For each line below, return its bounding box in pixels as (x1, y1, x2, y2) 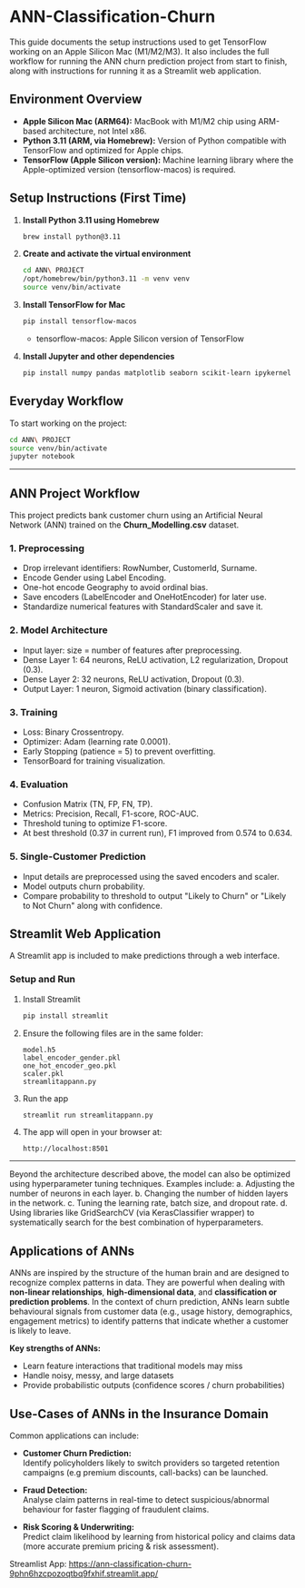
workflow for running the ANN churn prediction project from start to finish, (9, 55, 288, 66)
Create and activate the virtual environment (22, 248, 192, 260)
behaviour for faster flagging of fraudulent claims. (22, 1504, 210, 1515)
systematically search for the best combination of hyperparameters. (9, 1217, 264, 1228)
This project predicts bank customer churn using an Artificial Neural (9, 510, 263, 521)
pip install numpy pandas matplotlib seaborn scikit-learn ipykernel (22, 368, 292, 378)
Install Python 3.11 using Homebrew (22, 214, 160, 225)
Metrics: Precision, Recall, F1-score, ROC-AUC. (22, 808, 200, 819)
